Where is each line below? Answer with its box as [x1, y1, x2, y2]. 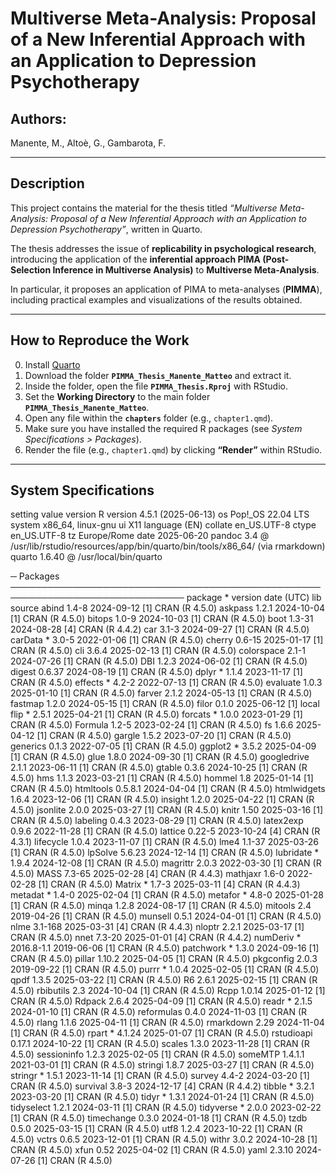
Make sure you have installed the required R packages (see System [24, 422, 303, 434]
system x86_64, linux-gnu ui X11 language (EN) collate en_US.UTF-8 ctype [10, 519, 317, 531]
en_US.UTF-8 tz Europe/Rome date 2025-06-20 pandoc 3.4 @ [10, 530, 270, 542]
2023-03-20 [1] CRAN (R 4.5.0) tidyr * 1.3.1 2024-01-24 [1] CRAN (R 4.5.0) [10, 1091, 315, 1103]
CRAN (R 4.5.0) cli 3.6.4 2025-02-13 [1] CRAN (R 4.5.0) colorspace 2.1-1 [10, 645, 306, 657]
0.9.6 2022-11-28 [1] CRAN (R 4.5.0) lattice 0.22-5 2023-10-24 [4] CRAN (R [10, 825, 321, 837]
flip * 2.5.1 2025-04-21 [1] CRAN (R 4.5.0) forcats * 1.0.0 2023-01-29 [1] [10, 708, 303, 721]
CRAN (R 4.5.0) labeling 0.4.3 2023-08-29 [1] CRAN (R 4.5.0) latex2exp [10, 815, 304, 827]
